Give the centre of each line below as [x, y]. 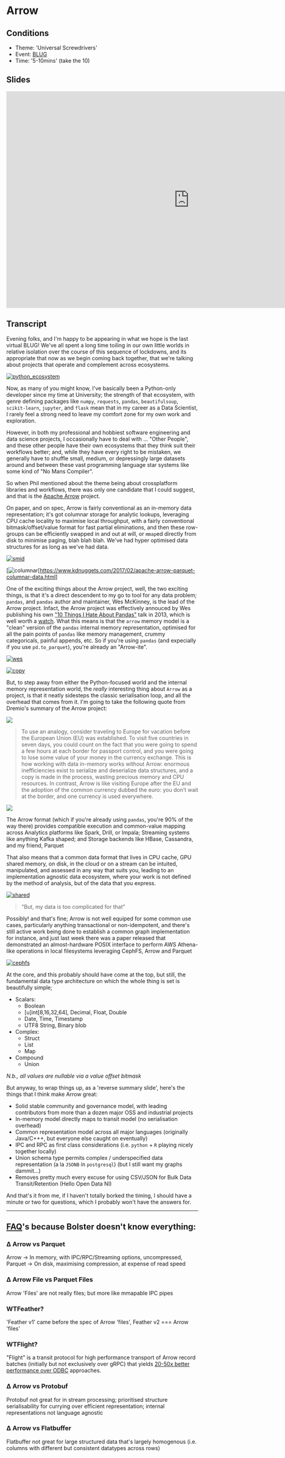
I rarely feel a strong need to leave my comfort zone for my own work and [99, 414]
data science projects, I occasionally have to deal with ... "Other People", [97, 439]
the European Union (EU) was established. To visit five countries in [105, 738]
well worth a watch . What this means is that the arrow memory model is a [98, 621]
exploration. [21, 421]
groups [15, 533]
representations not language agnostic [55, 1412]
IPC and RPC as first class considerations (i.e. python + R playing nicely [104, 1145]
